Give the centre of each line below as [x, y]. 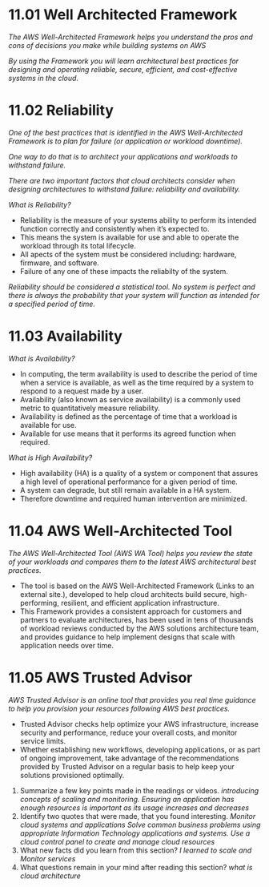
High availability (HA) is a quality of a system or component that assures [139, 473]
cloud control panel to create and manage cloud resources [117, 841]
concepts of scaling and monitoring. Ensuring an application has [127, 799]
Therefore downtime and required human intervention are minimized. [133, 498]
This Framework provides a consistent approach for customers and [131, 611]
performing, [40, 603]
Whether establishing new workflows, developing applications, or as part [140, 749]
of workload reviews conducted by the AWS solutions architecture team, [139, 628]
